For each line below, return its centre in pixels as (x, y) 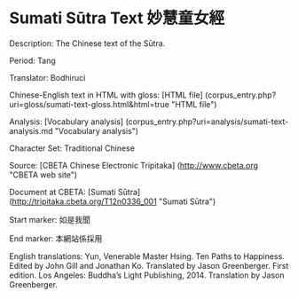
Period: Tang (32, 60)
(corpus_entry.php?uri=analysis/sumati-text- (207, 122)
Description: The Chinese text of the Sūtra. (87, 43)
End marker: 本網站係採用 (56, 238)
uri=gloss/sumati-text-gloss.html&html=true (90, 104)
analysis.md (31, 130)
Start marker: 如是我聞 (50, 219)
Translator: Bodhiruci (47, 77)
